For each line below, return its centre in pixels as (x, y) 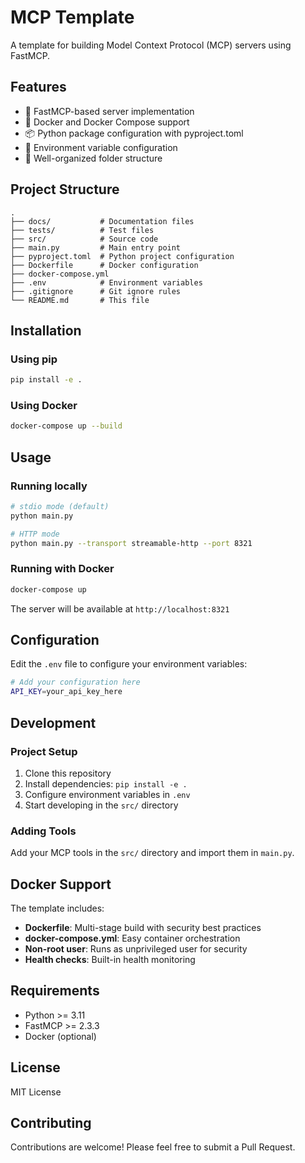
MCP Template (72, 17)
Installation (46, 330)
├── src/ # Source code (84, 239)
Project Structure (65, 189)
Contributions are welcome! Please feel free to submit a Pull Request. (153, 1147)
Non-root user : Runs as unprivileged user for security (136, 949)
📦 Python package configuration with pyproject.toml (134, 133)
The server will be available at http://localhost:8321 (120, 608)
